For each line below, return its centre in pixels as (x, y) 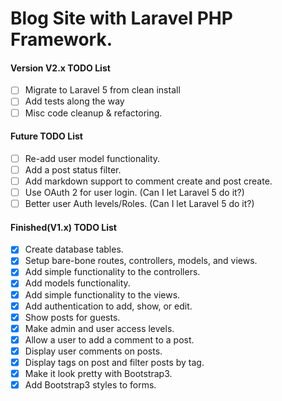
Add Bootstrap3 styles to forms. (90, 385)
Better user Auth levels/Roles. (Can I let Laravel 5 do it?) (139, 204)
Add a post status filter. (73, 169)
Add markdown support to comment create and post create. (148, 181)
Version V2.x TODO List (60, 68)
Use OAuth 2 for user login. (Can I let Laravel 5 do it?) (134, 192)
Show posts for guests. (72, 317)
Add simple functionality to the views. (102, 294)
